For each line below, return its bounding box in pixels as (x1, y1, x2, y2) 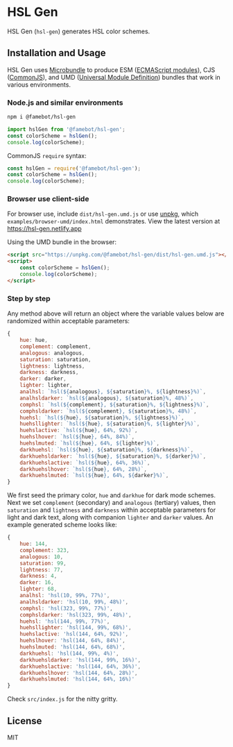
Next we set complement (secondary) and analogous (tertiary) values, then (7, 499, 216, 507)
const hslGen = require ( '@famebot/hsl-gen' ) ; (7, 164, 141, 172)
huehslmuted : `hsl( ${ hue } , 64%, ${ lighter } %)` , (19, 440, 159, 447)
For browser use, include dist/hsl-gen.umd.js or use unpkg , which (7, 209, 199, 218)
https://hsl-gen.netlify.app (7, 225, 82, 233)
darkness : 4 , (19, 573, 58, 580)
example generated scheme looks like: (7, 521, 117, 529)
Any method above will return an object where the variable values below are (7, 309, 225, 318)
